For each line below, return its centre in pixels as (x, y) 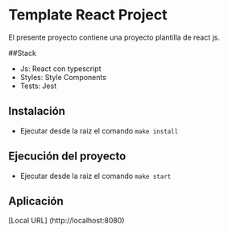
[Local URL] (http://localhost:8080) (66, 221)
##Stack (22, 53)
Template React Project (88, 15)
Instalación (37, 111)
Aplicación (36, 201)
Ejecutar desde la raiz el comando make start (95, 176)
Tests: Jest (38, 86)
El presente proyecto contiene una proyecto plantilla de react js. (114, 37)
